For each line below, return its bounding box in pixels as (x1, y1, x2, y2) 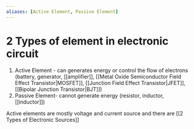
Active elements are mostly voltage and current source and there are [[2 (6, 109, 183, 117)
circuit (6, 47, 39, 60)
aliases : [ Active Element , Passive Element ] (6, 8, 118, 15)
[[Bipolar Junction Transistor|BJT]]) (14, 86, 102, 93)
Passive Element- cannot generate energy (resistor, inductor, (14, 92, 164, 99)
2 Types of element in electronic (6, 34, 168, 48)
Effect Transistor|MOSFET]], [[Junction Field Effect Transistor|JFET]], (14, 79, 186, 86)
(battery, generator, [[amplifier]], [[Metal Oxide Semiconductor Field (14, 73, 182, 80)
